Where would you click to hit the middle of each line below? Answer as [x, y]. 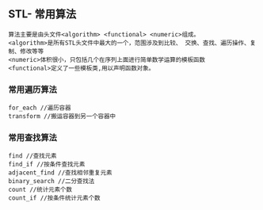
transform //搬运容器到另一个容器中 [62, 116]
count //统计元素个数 [40, 190]
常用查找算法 [33, 138]
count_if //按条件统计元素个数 [54, 198]
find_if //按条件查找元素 [47, 165]
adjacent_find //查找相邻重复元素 [60, 173]
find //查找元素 [32, 156]
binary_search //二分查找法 [51, 181]
